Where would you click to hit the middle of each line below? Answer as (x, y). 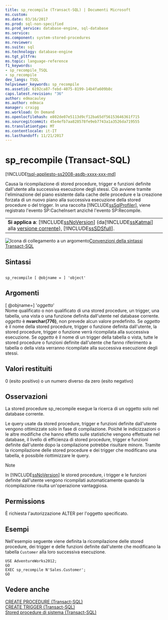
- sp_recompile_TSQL (27, 71)
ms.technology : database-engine (39, 52)
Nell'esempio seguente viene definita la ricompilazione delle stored (74, 541)
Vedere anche (27, 590)
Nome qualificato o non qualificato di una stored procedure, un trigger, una (82, 311)
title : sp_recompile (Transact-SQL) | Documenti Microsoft (68, 10)
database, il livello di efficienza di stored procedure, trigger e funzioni (77, 440)
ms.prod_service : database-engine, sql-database (57, 29)
